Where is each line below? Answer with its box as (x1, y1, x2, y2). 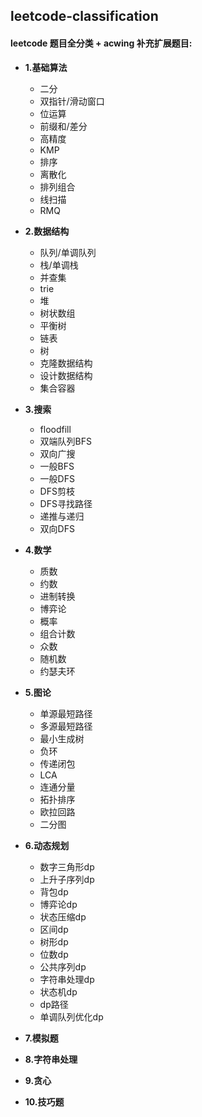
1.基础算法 (24, 61, 68, 73)
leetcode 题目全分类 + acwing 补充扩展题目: (10, 37, 193, 49)
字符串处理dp (39, 973, 95, 985)
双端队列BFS (39, 435, 93, 447)
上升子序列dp (39, 873, 95, 885)
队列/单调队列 (39, 246, 97, 258)
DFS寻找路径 (39, 497, 93, 509)
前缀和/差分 (39, 120, 88, 132)
